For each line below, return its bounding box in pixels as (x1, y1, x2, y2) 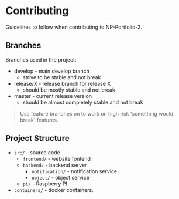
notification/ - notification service (31, 167, 118, 174)
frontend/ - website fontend (22, 155, 91, 162)
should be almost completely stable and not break (22, 99, 144, 106)
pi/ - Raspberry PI (22, 180, 68, 187)
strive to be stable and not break (22, 73, 101, 80)
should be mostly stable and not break (22, 86, 115, 93)
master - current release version (13, 92, 92, 99)
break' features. (19, 116, 58, 123)
